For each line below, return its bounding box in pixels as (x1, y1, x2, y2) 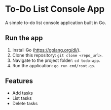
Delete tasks (12, 100, 38, 106)
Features (5, 77, 33, 85)
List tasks (12, 95, 32, 101)
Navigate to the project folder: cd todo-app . (12, 57, 100, 63)
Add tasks (12, 90, 33, 96)
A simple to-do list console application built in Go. (5, 20, 106, 26)
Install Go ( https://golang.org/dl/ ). (12, 47, 81, 53)
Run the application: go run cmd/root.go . (12, 62, 95, 68)
